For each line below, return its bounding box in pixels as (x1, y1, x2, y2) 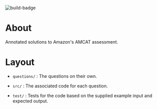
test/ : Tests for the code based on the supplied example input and (12, 92, 152, 98)
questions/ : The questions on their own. (12, 73, 97, 79)
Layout (5, 57, 35, 68)
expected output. (12, 98, 48, 104)
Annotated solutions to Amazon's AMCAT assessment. (5, 39, 118, 45)
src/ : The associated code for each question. (12, 83, 108, 89)
